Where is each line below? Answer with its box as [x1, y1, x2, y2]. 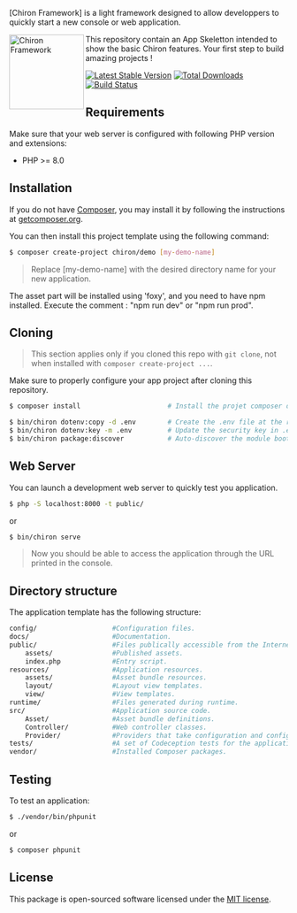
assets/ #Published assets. [25, 648, 184, 657]
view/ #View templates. [25, 690, 176, 699]
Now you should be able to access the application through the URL [30, 549, 275, 559]
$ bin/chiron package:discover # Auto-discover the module [9, 433, 271, 443]
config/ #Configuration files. [9, 624, 196, 633]
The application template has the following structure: [9, 607, 202, 618]
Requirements [85, 105, 165, 120]
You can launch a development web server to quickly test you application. [9, 482, 278, 493]
